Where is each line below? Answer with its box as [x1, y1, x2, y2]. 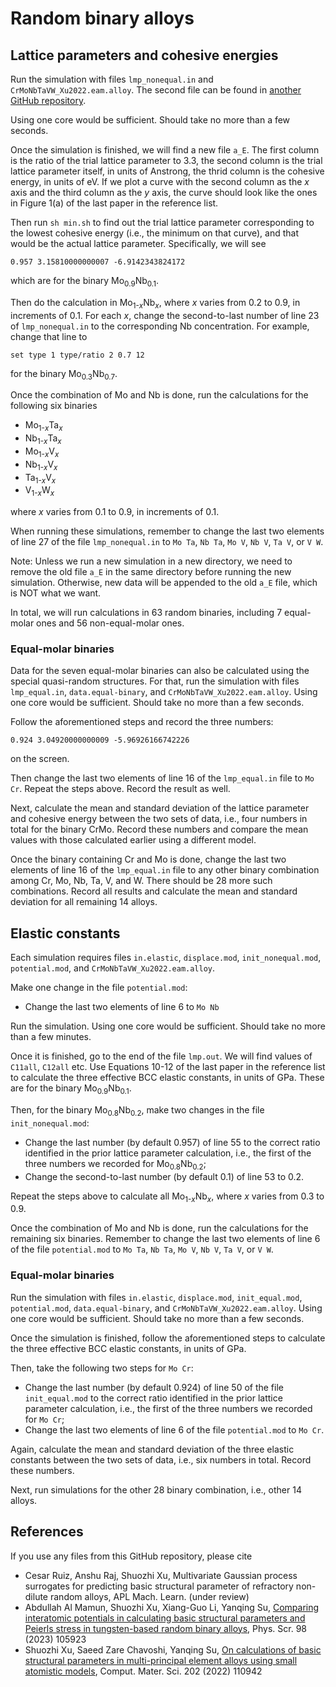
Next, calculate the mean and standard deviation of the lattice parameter [10, 802, 310, 814]
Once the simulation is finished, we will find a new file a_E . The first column [10, 144, 320, 156]
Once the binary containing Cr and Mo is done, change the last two [10, 853, 287, 866]
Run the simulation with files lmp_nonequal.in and [10, 73, 214, 85]
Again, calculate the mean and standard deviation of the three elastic [10, 1443, 295, 1455]
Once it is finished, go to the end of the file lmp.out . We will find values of [10, 1050, 313, 1062]
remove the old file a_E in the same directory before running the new [10, 566, 292, 578]
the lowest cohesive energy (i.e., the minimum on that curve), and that [10, 227, 300, 239]
